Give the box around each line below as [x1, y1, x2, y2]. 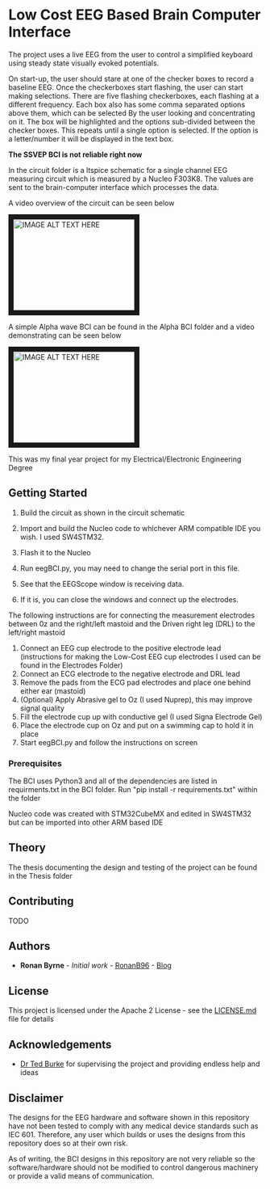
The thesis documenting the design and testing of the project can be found [8, 862, 258, 872]
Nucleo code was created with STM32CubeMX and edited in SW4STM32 [8, 809, 252, 819]
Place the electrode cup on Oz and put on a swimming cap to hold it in [19, 720, 254, 730]
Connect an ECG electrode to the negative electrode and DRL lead [19, 668, 240, 678]
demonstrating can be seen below [8, 330, 123, 340]
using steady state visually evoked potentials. [8, 58, 160, 68]
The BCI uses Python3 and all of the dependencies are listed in [8, 776, 218, 786]
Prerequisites [8, 757, 62, 769]
